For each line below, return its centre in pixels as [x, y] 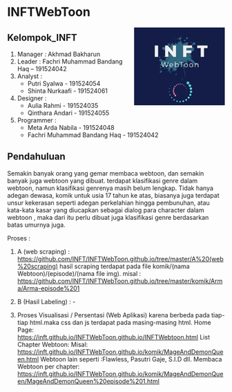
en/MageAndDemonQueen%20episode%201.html [88, 381]
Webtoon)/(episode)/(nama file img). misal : [79, 273]
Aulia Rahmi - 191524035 [63, 105]
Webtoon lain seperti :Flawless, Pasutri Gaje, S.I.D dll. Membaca [131, 359]
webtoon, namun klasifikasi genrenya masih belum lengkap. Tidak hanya [110, 188]
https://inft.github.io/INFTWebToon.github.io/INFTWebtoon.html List [114, 337]
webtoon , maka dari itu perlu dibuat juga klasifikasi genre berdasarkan [108, 217]
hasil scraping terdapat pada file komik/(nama [125, 266]
